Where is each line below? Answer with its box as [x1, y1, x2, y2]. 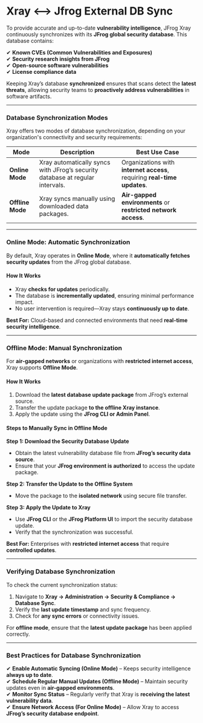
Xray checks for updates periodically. [14, 286, 110, 293]
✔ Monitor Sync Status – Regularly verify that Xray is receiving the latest [6, 691, 190, 698]
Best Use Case [135, 148, 179, 157]
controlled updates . [6, 546, 57, 554]
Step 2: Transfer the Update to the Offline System [6, 480, 133, 488]
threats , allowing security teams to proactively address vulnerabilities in [6, 86, 190, 93]
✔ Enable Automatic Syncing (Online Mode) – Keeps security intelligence [6, 665, 192, 672]
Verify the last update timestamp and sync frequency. [14, 606, 151, 613]
